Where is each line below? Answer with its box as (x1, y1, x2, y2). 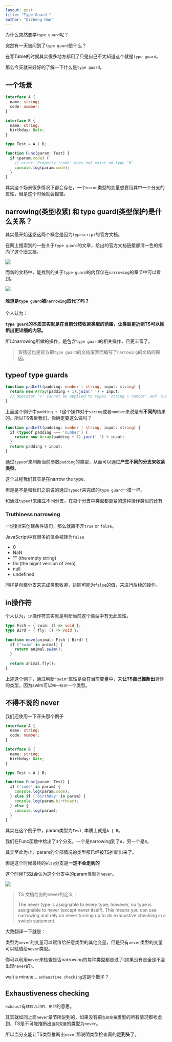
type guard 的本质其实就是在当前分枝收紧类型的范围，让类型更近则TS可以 (5, 321, 160, 327)
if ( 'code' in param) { (10, 784, 60, 789)
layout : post (5, 7, 33, 13)
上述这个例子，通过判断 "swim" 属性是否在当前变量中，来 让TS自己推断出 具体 (5, 676, 164, 682)
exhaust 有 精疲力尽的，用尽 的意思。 (5, 1003, 75, 1009)
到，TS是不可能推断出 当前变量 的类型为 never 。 (5, 1021, 101, 1027)
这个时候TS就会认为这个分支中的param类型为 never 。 (5, 871, 117, 877)
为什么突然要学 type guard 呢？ (5, 32, 69, 38)
